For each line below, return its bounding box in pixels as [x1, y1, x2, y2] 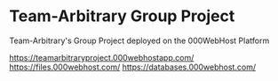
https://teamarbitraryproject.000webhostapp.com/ [9, 52, 195, 63]
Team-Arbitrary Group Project [9, 6, 235, 26]
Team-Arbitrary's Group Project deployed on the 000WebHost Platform [9, 35, 270, 46]
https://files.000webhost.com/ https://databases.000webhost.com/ [9, 62, 256, 72]
